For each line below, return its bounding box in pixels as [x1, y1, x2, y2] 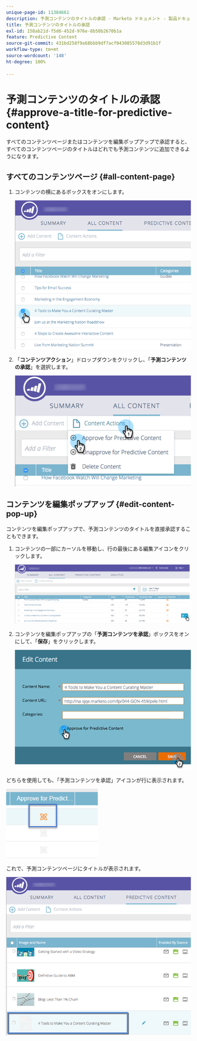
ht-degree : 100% [6, 59, 46, 64]
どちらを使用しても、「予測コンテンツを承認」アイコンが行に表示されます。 [6, 777, 188, 784]
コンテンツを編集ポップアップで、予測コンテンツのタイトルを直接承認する [6, 525, 186, 532]
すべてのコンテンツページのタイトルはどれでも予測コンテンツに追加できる [6, 145, 185, 152]
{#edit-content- [115, 499, 175, 509]
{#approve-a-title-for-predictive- [6, 106, 173, 119]
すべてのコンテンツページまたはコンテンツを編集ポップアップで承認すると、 [6, 138, 191, 145]
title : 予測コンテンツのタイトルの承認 [6, 22, 90, 28]
